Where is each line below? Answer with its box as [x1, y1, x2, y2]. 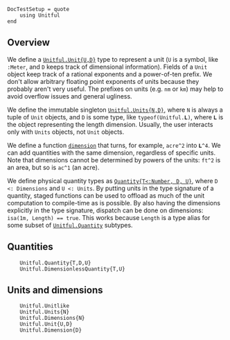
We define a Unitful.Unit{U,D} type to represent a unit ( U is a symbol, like [7, 55, 218, 63]
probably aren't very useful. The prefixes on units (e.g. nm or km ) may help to [7, 85, 224, 93]
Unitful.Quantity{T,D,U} [19, 260, 91, 266]
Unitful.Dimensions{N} [19, 315, 85, 322]
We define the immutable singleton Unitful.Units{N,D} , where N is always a [7, 105, 223, 114]
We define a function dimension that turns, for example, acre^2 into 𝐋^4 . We [7, 141, 221, 149]
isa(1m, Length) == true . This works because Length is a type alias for [7, 213, 211, 221]
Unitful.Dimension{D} [19, 327, 82, 334]
